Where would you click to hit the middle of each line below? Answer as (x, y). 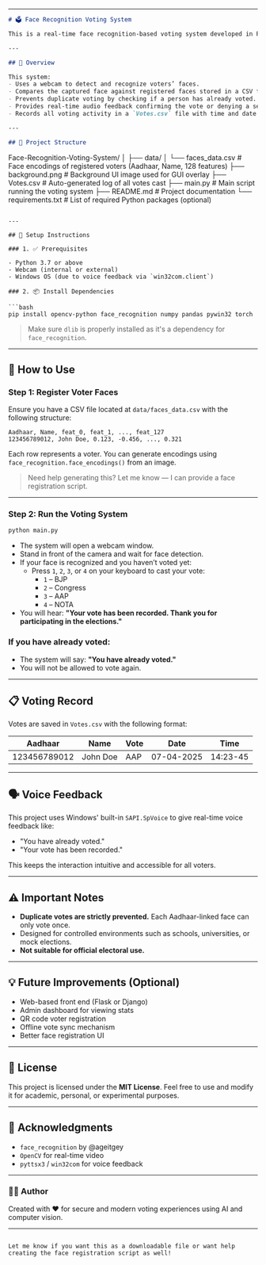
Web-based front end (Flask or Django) (84, 1001)
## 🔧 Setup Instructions (49, 235)
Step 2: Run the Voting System (68, 514)
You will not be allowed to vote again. (80, 667)
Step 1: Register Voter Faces (63, 392)
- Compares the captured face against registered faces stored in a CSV (131, 92)
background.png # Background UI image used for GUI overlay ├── (118, 174)
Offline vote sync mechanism (67, 1026)
